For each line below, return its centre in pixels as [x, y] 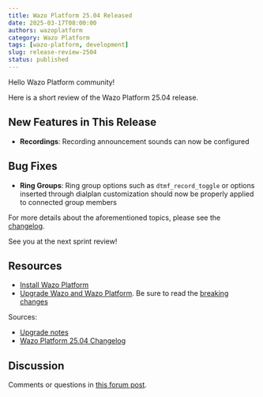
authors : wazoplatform [45, 30]
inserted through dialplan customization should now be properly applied [137, 194]
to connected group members [68, 202]
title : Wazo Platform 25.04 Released [70, 15]
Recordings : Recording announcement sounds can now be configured [135, 141]
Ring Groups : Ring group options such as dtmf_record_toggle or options [137, 185]
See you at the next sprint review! [63, 241]
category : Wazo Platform [49, 38]
